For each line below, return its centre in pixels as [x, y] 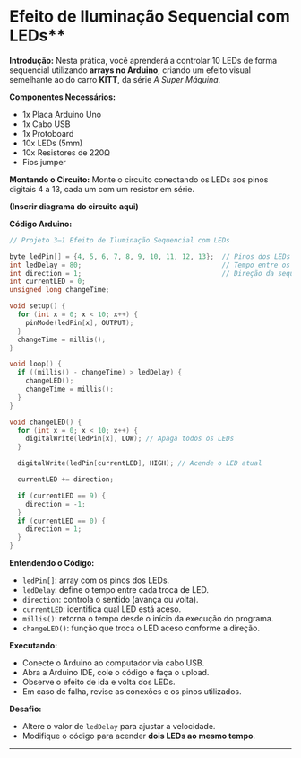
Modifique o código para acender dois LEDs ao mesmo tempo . [139, 736]
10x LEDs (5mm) [52, 143]
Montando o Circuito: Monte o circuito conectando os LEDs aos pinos [139, 179]
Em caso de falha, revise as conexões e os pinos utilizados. [132, 692]
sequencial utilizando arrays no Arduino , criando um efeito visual [130, 70]
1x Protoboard [48, 133]
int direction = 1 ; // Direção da [142, 273]
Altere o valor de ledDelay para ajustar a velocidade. [119, 727]
